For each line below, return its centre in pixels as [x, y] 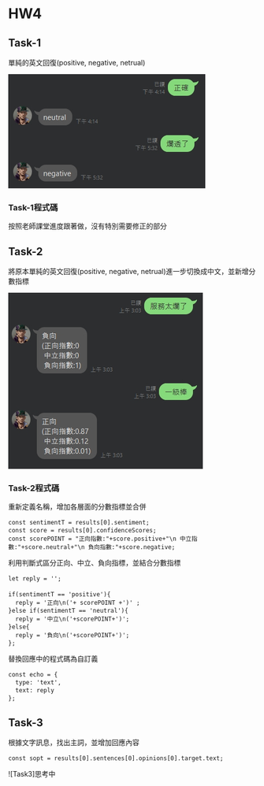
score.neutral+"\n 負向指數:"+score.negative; [100, 547]
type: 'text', [38, 683]
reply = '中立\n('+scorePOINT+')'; [73, 619]
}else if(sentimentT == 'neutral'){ [68, 611]
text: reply [35, 691]
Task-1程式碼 [33, 207]
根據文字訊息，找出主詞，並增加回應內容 [74, 743]
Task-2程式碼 [34, 488]
